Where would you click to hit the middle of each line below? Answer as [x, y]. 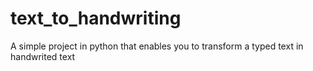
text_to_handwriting [96, 18]
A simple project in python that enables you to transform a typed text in [157, 46]
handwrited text [43, 56]
